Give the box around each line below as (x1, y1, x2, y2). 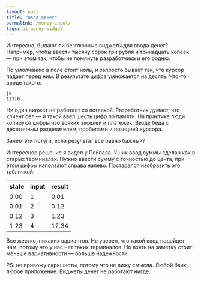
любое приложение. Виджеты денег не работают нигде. (6, 268, 151, 275)
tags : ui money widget (6, 25, 63, 32)
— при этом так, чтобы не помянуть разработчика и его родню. (6, 55, 170, 62)
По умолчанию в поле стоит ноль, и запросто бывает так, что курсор (6, 67, 185, 74)
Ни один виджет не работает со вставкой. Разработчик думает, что (6, 106, 180, 114)
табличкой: (6, 168, 35, 175)
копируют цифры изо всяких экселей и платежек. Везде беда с (6, 119, 169, 127)
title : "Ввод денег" (6, 14, 58, 20)
